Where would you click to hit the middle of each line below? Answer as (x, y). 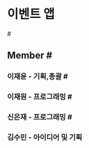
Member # (30, 56)
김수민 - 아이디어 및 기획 (45, 138)
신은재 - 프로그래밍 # (40, 117)
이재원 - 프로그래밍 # (40, 97)
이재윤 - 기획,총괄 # (38, 77)
